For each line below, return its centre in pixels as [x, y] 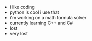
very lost [19, 33]
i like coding [22, 7]
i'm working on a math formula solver [48, 18]
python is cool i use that [34, 12]
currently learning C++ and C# [41, 23]
